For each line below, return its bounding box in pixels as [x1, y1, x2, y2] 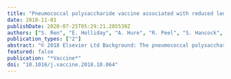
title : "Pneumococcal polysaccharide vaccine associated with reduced [7, 10, 214, 17]
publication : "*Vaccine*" [7, 55, 81, 62]
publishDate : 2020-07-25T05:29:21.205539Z [7, 23, 131, 30]
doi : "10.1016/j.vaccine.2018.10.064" [7, 61, 118, 68]
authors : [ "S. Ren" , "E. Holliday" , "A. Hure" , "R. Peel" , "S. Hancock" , [7, 29, 223, 36]
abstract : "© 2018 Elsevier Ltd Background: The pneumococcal [7, 42, 189, 49]
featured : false [7, 49, 54, 56]
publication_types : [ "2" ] [7, 36, 81, 43]
